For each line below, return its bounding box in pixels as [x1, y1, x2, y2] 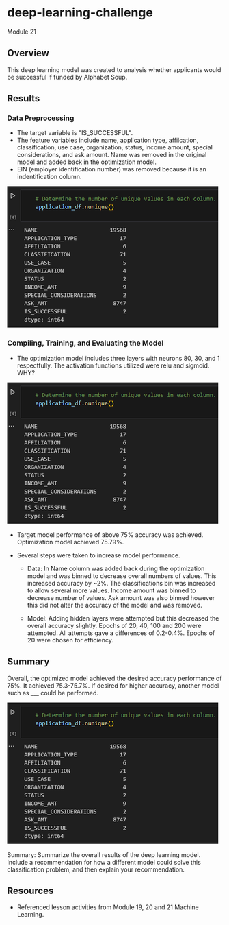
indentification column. [16, 173, 82, 181]
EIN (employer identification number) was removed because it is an [16, 165, 207, 173]
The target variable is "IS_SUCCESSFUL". [16, 129, 133, 137]
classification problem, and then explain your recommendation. [7, 865, 185, 874]
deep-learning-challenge [7, 5, 154, 21]
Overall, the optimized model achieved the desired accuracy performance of [7, 674, 222, 682]
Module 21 [7, 27, 36, 36]
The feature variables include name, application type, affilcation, [16, 136, 199, 145]
